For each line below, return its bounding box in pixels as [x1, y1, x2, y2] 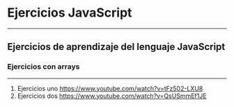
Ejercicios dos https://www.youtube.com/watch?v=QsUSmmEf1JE [17, 92, 207, 100]
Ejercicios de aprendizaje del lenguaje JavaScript [7, 41, 226, 53]
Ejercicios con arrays [7, 62, 80, 72]
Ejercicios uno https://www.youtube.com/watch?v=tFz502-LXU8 [17, 84, 203, 92]
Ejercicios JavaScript [7, 5, 132, 21]
